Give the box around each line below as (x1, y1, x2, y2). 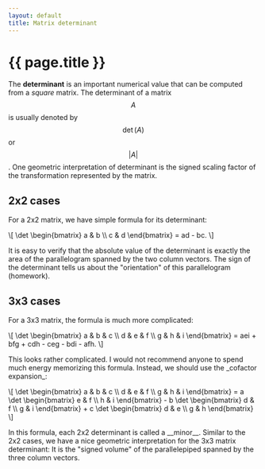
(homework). (8, 271, 50, 281)
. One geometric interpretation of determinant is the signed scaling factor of (8, 162, 256, 172)
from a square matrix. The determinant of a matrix (8, 88, 172, 98)
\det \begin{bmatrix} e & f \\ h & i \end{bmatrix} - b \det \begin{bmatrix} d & (8, 395, 255, 405)
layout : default (8, 11, 62, 20)
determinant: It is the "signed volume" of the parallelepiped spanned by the (8, 444, 254, 454)
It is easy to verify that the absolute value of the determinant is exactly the (8, 246, 251, 255)
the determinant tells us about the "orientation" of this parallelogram (8, 263, 232, 273)
